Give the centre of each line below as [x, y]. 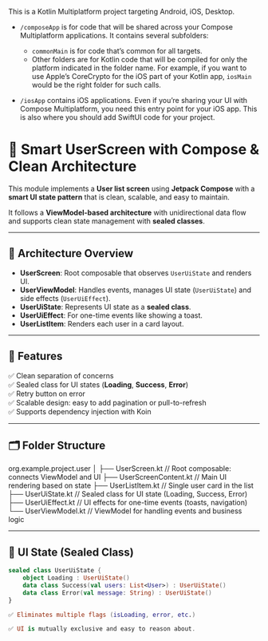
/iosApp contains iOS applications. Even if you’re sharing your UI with [134, 100]
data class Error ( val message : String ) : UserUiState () [118, 593]
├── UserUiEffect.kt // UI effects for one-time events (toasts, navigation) [128, 503]
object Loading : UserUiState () [76, 578]
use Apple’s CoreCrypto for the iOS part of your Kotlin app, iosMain [142, 76]
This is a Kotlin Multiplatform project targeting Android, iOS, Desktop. [122, 12]
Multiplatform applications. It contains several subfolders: [114, 36]
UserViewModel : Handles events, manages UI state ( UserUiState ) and [135, 290]
